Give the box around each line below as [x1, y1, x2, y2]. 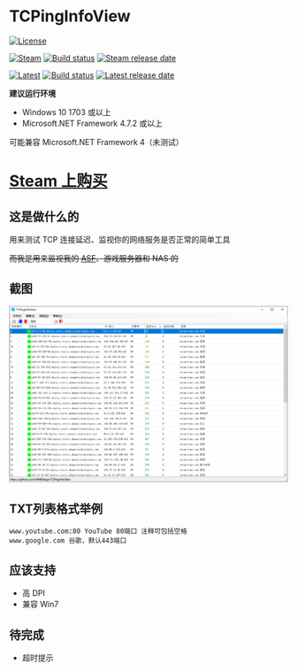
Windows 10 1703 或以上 [21, 106, 112, 117]
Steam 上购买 [9, 171, 108, 191]
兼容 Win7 [21, 599, 59, 610]
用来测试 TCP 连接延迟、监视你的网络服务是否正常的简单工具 [9, 234, 231, 244]
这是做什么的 [9, 209, 80, 224]
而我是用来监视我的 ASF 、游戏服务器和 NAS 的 [9, 252, 179, 263]
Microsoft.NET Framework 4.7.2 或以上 [21, 118, 164, 128]
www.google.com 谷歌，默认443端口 [9, 536, 127, 545]
